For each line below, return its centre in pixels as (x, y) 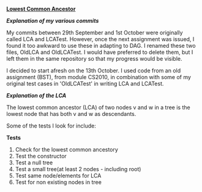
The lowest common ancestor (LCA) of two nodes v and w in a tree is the (99, 107)
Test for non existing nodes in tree (58, 182)
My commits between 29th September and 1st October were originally (95, 33)
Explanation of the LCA (36, 95)
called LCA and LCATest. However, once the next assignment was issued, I (100, 39)
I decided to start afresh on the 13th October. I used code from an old (94, 71)
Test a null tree (34, 163)
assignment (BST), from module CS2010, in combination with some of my (99, 77)
